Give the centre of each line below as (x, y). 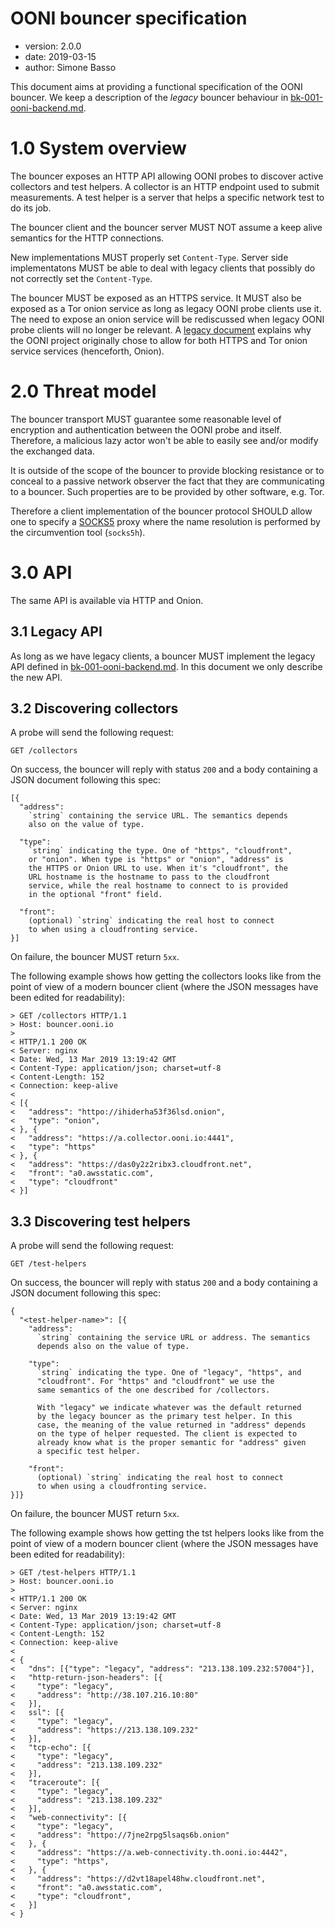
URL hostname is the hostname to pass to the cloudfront (149, 877)
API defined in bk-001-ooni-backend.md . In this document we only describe (166, 666)
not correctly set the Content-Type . (81, 278)
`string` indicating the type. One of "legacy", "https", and (169, 1373)
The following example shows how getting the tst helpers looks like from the (167, 1533)
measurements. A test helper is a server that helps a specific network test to (167, 197)
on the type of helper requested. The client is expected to (167, 1434)
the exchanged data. (52, 451)
